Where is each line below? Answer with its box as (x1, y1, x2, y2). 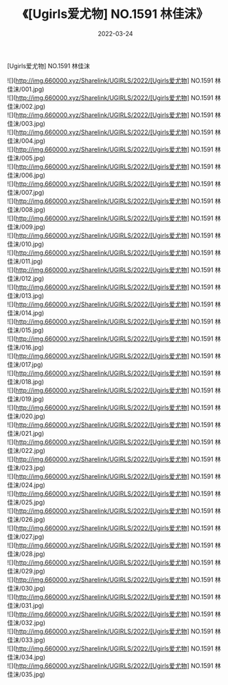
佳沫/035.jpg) (7, 670, 46, 678)
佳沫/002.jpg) (7, 102, 46, 110)
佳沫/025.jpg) (7, 498, 46, 506)
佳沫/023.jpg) (7, 463, 46, 472)
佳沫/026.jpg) (7, 515, 46, 523)
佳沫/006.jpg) (7, 171, 46, 179)
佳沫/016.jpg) (7, 343, 45, 351)
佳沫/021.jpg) (7, 429, 45, 437)
